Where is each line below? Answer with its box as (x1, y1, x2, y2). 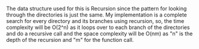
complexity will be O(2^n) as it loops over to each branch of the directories (6, 24, 190, 31)
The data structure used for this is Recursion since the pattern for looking (6, 5, 187, 12)
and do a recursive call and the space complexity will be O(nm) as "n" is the (6, 30, 193, 37)
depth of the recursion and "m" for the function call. (6, 37, 134, 43)
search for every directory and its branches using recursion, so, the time (6, 18, 185, 24)
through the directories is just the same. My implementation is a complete (6, 11, 187, 18)
